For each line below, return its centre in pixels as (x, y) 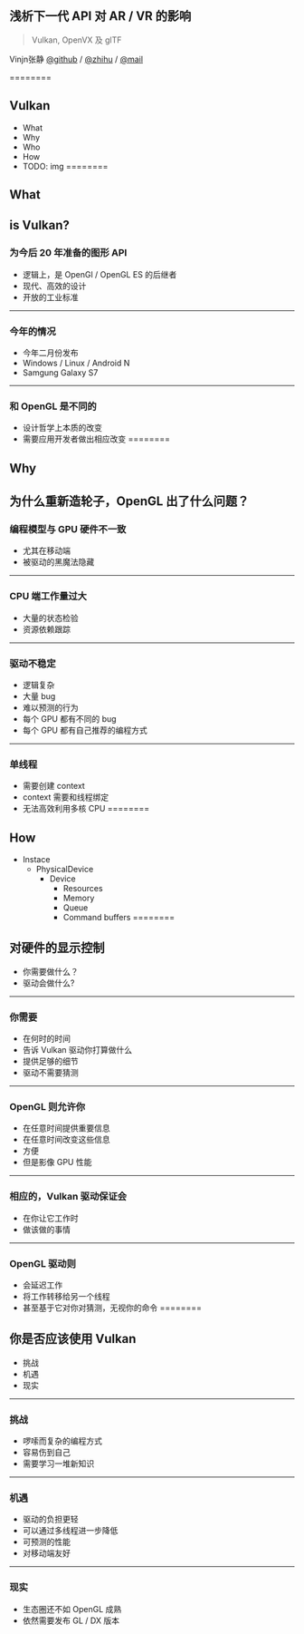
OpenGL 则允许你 (47, 1107)
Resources (83, 889)
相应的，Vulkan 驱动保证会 (68, 1197)
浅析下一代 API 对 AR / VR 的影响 (100, 16)
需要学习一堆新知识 (58, 1464)
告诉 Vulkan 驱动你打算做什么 (77, 1050)
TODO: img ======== (65, 166)
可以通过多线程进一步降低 (70, 1531)
